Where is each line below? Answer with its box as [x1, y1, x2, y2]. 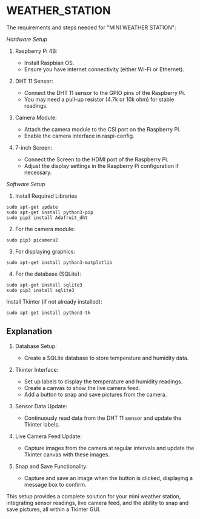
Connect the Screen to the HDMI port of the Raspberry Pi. [24, 156, 168, 163]
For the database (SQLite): [15, 270, 81, 277]
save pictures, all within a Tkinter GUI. [6, 506, 101, 513]
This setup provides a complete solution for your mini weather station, [6, 492, 181, 500]
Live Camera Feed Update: [15, 433, 82, 440]
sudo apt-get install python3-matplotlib [6, 259, 113, 265]
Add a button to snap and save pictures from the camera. [24, 391, 167, 398]
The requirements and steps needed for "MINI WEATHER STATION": [6, 24, 176, 31]
